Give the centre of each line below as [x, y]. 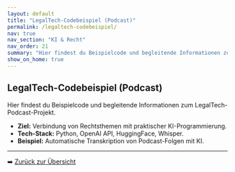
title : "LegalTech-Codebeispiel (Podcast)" [72, 20]
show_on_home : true [36, 60]
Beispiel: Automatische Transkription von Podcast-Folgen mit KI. [111, 140]
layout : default [31, 14]
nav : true [22, 33]
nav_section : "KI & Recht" [47, 40]
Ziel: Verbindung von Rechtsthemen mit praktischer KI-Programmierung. [122, 126]
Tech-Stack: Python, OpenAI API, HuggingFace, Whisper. [100, 133]
